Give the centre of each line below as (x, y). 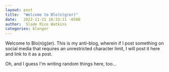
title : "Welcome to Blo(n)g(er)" (42, 15)
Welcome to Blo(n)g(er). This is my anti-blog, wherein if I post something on (84, 43)
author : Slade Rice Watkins (36, 24)
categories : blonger (27, 29)
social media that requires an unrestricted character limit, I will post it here (83, 49)
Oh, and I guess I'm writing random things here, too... (61, 64)
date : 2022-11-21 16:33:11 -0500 (43, 19)
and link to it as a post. (29, 54)
